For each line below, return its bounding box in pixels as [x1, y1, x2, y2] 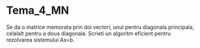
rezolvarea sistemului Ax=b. [6, 36, 75, 43]
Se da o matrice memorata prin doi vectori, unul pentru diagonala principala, [6, 23, 195, 31]
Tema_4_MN [6, 4, 69, 17]
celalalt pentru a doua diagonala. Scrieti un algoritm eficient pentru [6, 29, 171, 37]
